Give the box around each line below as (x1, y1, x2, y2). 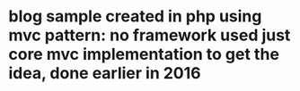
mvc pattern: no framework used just (8, 25, 291, 45)
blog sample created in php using (8, 6, 262, 27)
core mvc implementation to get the (8, 45, 280, 64)
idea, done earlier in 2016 (8, 63, 201, 84)
